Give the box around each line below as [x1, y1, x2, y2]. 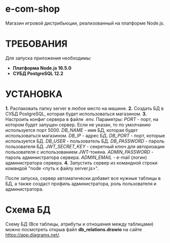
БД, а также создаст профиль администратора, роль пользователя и [5, 180, 157, 187]
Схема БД [5, 204, 51, 215]
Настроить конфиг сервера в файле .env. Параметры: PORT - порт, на [5, 116, 159, 122]
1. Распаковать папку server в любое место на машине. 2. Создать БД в [5, 105, 164, 111]
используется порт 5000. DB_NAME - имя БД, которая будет [5, 127, 138, 133]
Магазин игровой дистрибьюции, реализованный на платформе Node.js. [5, 20, 165, 26]
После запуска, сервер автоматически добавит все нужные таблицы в [5, 175, 161, 181]
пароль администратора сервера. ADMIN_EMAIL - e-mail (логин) [5, 154, 147, 160]
